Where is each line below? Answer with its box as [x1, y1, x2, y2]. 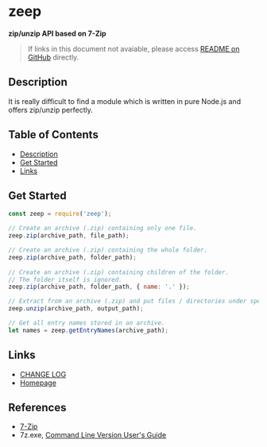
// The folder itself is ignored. [8, 276, 123, 283]
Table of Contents [8, 128, 99, 141]
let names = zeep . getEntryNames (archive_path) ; [8, 326, 169, 334]
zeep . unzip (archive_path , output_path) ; [8, 305, 145, 313]
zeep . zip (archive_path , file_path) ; [8, 232, 130, 240]
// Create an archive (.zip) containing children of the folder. [8, 268, 229, 276]
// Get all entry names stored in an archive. [8, 319, 165, 327]
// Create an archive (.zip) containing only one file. [8, 225, 197, 233]
